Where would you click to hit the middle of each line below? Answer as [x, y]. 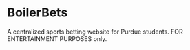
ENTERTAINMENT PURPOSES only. [57, 38]
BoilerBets [38, 13]
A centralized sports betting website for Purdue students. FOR [95, 32]
